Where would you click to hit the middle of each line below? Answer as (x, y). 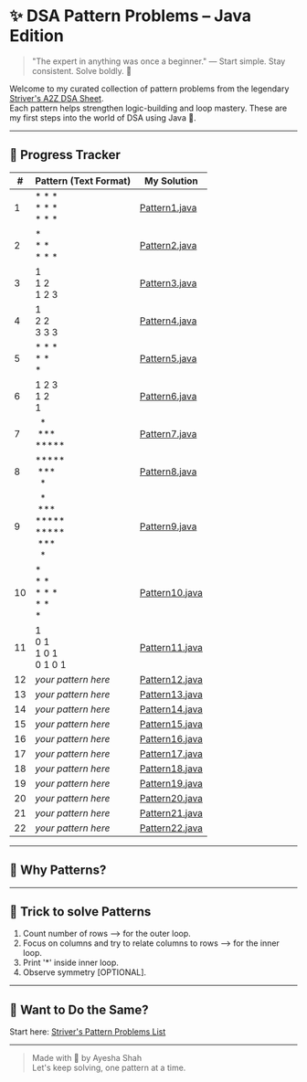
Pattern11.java (171, 647)
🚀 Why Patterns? (58, 870)
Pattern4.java (168, 321)
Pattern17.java (171, 753)
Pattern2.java (168, 245)
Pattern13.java (171, 694)
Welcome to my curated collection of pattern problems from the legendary (149, 89)
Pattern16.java (171, 738)
